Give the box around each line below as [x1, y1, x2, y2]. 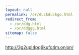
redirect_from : [5, 16, 37, 21]
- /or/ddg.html [10, 21, 42, 26]
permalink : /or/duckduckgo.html [5, 12, 73, 17]
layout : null [5, 7, 33, 12]
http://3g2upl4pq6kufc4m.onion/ [5, 44, 74, 50]
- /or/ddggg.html [10, 26, 46, 31]
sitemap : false [5, 30, 37, 35]
